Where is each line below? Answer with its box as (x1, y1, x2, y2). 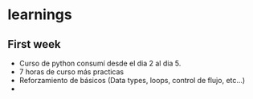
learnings (7, 6, 73, 24)
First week (7, 38, 61, 51)
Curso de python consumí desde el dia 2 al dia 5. (18, 58, 182, 68)
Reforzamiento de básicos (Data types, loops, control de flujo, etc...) (18, 76, 246, 85)
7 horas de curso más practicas (18, 67, 124, 77)
